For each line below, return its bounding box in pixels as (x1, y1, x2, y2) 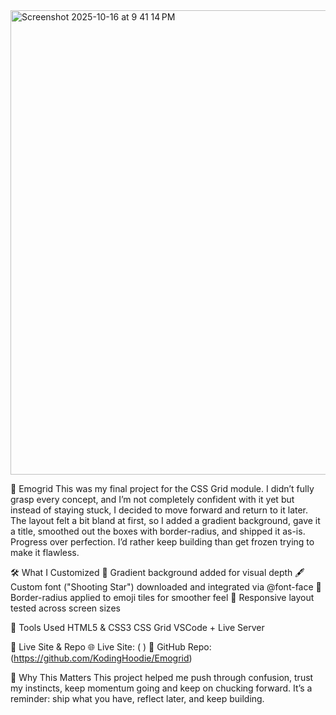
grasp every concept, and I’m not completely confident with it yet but (10, 494, 295, 505)
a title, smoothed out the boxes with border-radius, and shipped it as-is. (10, 525, 306, 537)
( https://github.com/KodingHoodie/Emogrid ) (10, 652, 193, 664)
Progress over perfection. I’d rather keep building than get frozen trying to (10, 536, 315, 548)
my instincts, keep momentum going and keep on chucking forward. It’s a (10, 682, 313, 694)
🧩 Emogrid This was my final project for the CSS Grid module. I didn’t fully (10, 483, 315, 494)
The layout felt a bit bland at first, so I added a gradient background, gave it (10, 515, 321, 526)
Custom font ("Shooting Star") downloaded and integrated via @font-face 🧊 (10, 581, 322, 593)
